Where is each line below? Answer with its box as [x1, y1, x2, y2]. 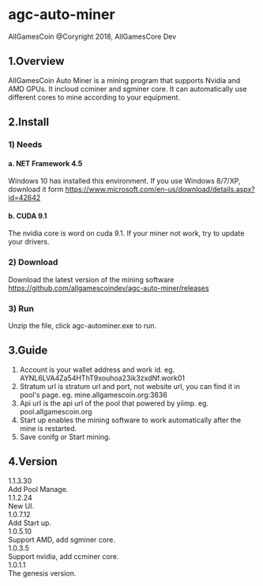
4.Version [8, 455, 58, 468]
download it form [8, 184, 64, 195]
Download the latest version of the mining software [8, 274, 175, 284]
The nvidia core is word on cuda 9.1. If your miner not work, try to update [8, 229, 245, 238]
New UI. [8, 501, 35, 511]
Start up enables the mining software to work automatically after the [19, 415, 242, 425]
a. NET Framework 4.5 [8, 158, 83, 168]
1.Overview [8, 55, 65, 68]
